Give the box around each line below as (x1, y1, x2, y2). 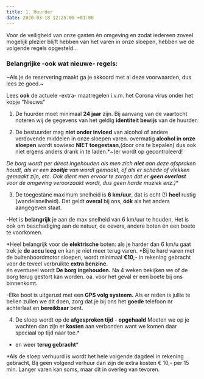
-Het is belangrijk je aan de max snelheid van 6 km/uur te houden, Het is (6, 215, 189, 223)
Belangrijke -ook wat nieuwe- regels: (6, 59, 118, 68)
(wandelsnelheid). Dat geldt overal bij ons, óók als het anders (15, 197, 171, 204)
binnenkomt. (6, 279, 38, 287)
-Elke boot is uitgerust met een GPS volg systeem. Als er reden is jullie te (6, 291, 191, 298)
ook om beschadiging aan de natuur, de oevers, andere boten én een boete (6, 222, 196, 229)
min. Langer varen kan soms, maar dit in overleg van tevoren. (6, 366, 160, 373)
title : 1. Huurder (6, 9, 53, 15)
